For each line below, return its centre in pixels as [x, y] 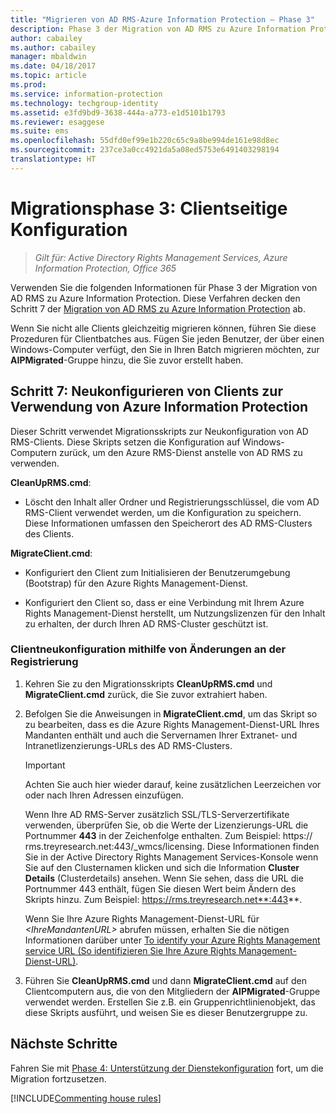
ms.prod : [28, 85]
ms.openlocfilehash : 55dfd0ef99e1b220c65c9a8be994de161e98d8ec [145, 141]
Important [45, 765]
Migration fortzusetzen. [58, 1078]
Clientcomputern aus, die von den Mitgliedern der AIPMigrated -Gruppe [172, 991]
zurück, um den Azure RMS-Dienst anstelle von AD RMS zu [181, 452]
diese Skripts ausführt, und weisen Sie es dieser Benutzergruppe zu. [166, 1012]
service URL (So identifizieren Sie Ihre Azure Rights [130, 950]
